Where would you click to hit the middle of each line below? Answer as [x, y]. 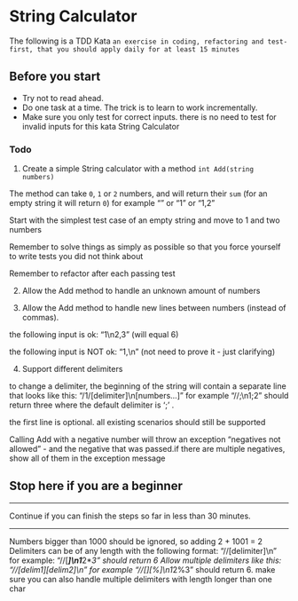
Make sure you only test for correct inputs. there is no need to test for [149, 116]
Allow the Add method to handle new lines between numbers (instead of [154, 308]
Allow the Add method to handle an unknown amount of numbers [141, 291]
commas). [40, 318]
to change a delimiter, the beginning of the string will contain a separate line [148, 386]
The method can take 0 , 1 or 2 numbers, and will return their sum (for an [138, 194]
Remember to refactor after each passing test [92, 273]
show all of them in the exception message [87, 458]
